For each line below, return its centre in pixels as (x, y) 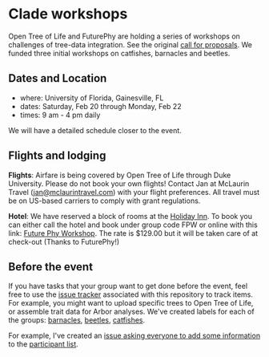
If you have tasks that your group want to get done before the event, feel (128, 286)
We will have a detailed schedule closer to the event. (95, 130)
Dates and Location (58, 78)
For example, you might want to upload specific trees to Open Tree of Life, (131, 303)
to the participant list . (43, 344)
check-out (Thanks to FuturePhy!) (64, 241)
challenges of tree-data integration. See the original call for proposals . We (130, 44)
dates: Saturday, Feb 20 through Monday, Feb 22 (100, 106)
